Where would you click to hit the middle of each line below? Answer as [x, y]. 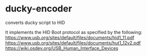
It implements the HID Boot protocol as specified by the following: [74, 32]
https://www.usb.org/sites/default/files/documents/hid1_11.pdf [70, 37]
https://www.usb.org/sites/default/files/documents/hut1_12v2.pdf [73, 42]
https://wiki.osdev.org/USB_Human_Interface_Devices [62, 48]
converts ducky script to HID [35, 22]
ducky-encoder [39, 9]
